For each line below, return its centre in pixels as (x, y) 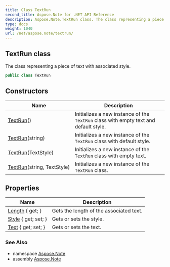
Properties (22, 188)
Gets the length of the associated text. (97, 211)
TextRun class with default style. (113, 141)
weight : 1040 (19, 29)
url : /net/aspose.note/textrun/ (39, 33)
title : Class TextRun (28, 10)
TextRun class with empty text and (115, 120)
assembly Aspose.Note (37, 259)
